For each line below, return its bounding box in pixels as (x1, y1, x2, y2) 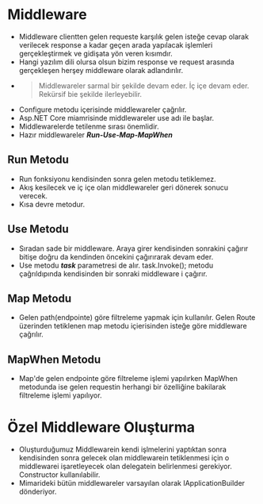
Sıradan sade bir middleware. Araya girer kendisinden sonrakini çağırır (18, 244, 249, 253)
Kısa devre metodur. (18, 199, 86, 209)
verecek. (18, 190, 48, 200)
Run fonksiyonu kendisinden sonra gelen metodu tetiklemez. (18, 174, 216, 183)
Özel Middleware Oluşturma (7, 418, 196, 437)
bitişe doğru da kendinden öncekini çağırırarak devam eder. (18, 252, 214, 261)
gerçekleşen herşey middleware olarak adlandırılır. (18, 65, 184, 75)
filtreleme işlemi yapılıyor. (18, 391, 102, 400)
